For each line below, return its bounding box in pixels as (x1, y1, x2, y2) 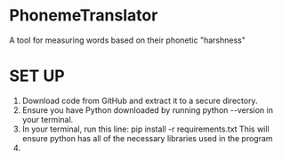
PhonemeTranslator (9, 5, 158, 26)
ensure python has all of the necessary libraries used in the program (21, 132, 273, 143)
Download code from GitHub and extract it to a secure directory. (21, 95, 258, 106)
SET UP (9, 66, 65, 86)
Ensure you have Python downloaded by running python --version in (21, 104, 274, 116)
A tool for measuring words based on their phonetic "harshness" (9, 35, 246, 45)
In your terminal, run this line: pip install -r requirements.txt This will (21, 124, 270, 134)
